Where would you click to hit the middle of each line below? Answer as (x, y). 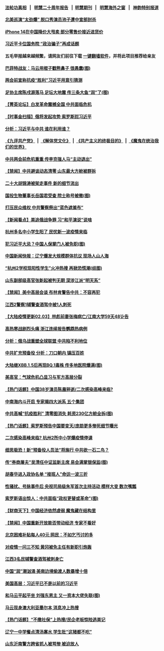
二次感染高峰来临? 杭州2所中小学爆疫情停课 (49, 438)
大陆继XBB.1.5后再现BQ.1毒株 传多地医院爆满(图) (54, 365)
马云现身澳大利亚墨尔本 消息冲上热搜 (42, 607)
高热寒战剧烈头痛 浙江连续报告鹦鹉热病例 (46, 329)
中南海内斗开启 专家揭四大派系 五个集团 (45, 401)
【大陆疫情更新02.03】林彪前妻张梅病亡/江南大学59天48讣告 (67, 316)
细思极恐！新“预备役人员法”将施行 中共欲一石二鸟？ (57, 450)
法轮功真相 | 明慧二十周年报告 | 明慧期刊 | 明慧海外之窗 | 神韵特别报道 (82, 7)
